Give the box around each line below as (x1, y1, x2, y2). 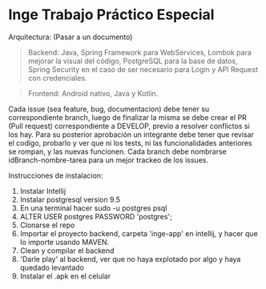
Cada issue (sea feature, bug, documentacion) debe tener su (8, 104, 210, 114)
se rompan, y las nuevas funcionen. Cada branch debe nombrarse (8, 147, 227, 156)
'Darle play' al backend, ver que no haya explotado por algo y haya (19, 254, 241, 263)
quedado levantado (19, 263, 84, 272)
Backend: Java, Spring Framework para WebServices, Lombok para (27, 47, 252, 57)
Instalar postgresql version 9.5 (19, 195, 120, 204)
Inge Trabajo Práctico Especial (8, 6, 215, 24)
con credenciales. (27, 73, 87, 82)
